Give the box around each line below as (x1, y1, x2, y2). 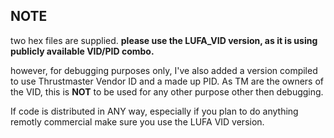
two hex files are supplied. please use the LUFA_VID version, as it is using (10, 34, 318, 46)
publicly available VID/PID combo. (10, 45, 155, 57)
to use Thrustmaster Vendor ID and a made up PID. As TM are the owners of (10, 75, 325, 87)
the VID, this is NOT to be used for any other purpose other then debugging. (10, 85, 324, 98)
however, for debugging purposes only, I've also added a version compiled (10, 64, 318, 76)
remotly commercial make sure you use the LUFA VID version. (10, 115, 265, 128)
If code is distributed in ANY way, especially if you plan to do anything (10, 105, 299, 117)
